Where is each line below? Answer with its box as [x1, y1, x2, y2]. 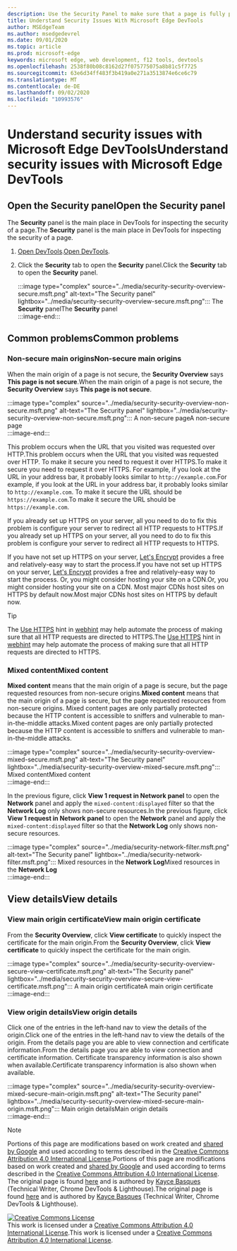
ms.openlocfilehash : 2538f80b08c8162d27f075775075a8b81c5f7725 [7, 63, 197, 70]
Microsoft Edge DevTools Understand [7, 142, 229, 158]
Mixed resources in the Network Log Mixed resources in [57, 858, 220, 866]
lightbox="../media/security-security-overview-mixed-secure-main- [7, 1097, 205, 1105]
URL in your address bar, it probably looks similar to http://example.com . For [7, 472, 227, 481]
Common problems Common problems [7, 333, 179, 345]
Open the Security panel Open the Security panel [7, 200, 226, 212]
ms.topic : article [7, 43, 61, 50]
